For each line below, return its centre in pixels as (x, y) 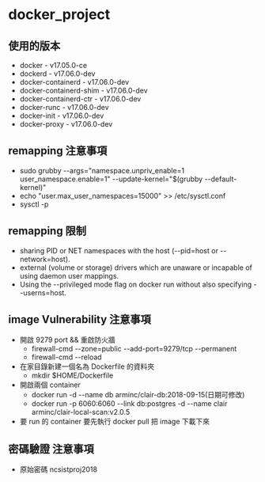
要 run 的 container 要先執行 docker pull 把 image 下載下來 (114, 422)
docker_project (59, 15)
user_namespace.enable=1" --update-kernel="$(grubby (111, 179)
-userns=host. (43, 292)
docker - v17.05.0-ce (53, 65)
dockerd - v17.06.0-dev (57, 74)
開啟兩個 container (50, 385)
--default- (221, 179)
